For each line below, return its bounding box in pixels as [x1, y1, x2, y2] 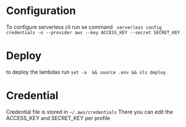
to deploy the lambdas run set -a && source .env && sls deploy [6, 68, 166, 75]
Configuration [6, 4, 77, 18]
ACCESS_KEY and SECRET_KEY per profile [6, 114, 111, 121]
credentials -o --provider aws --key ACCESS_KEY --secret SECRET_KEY [6, 29, 181, 36]
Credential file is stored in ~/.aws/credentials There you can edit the [6, 108, 174, 115]
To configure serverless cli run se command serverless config [6, 23, 162, 30]
